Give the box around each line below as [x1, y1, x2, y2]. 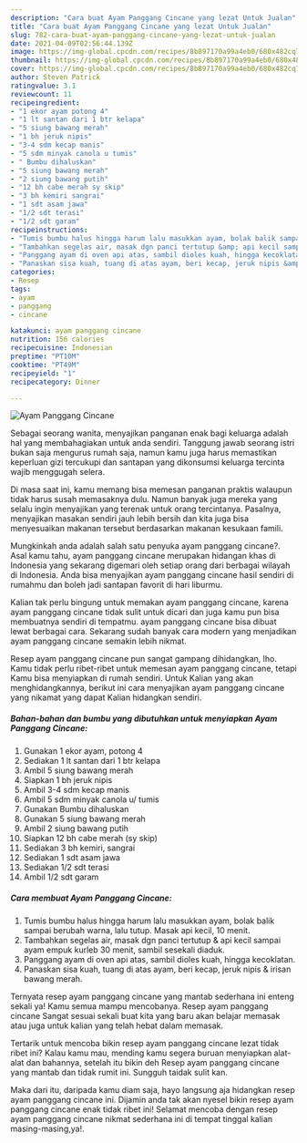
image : [10, 47, 36, 57]
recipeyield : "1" [10, 368, 77, 378]
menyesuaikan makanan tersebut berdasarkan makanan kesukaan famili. [10, 523, 283, 534]
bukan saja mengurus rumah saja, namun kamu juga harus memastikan [10, 448, 277, 458]
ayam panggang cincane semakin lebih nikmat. [10, 635, 187, 647]
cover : [10, 65, 36, 74]
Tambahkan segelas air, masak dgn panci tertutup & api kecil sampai [23, 935, 281, 946]
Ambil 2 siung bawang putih [23, 823, 129, 834]
